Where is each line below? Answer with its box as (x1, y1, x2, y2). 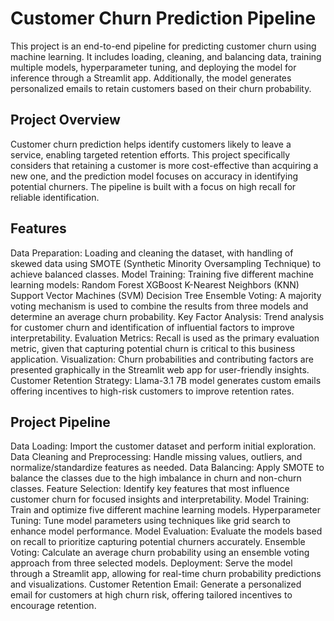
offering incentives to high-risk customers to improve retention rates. (10, 385, 295, 397)
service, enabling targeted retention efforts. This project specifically (10, 148, 291, 161)
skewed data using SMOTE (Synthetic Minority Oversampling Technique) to (10, 257, 322, 269)
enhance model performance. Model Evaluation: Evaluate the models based (10, 525, 323, 537)
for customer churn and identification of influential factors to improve (10, 321, 295, 333)
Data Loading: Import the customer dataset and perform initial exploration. (10, 440, 317, 452)
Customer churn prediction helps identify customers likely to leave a (10, 138, 292, 150)
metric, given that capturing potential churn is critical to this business (10, 342, 296, 354)
